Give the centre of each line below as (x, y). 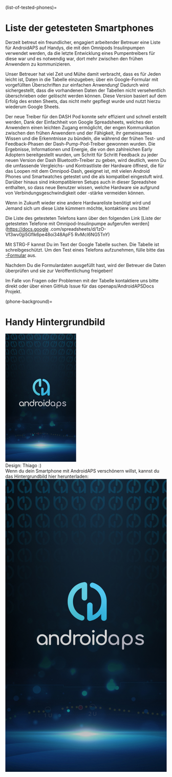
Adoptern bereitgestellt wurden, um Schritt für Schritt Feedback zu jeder (82, 155)
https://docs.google (28, 229)
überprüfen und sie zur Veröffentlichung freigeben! (59, 271)
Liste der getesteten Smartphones (80, 28)
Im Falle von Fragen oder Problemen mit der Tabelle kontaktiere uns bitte (82, 280)
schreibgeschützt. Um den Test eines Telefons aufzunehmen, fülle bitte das (85, 250)
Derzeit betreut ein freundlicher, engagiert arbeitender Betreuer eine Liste (83, 42)
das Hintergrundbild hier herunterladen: (47, 476)
